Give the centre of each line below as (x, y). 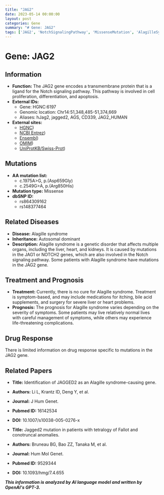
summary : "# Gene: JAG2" (30, 28)
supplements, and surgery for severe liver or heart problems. (73, 302)
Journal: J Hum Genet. (35, 401)
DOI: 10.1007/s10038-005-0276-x (46, 420)
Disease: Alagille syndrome (40, 234)
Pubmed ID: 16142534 (34, 411)
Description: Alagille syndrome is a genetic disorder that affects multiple (85, 244)
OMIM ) (26, 143)
